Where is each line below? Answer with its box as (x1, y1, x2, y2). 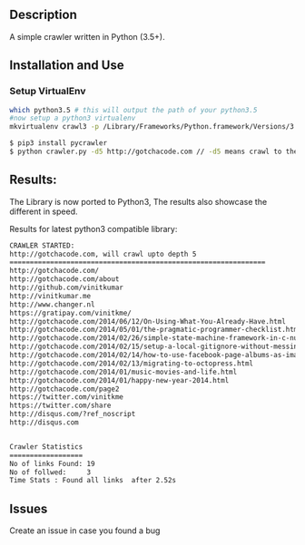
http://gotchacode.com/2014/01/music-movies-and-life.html (9, 367, 238, 376)
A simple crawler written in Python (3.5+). (9, 31, 165, 42)
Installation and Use (9, 58, 124, 73)
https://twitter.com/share (9, 401, 112, 411)
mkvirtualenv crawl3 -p (9, 122, 100, 131)
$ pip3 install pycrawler (9, 139, 107, 148)
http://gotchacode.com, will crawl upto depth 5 (9, 249, 197, 258)
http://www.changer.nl (9, 299, 95, 309)
